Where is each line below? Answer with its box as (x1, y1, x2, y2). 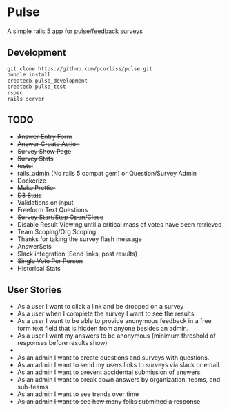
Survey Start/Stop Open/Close (17, 213, 104, 221)
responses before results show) (17, 339, 108, 347)
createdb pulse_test (7, 83, 67, 90)
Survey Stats (17, 154, 54, 163)
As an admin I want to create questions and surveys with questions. (17, 353, 210, 362)
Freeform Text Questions (17, 205, 88, 214)
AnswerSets (17, 242, 52, 250)
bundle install (7, 71, 51, 78)
